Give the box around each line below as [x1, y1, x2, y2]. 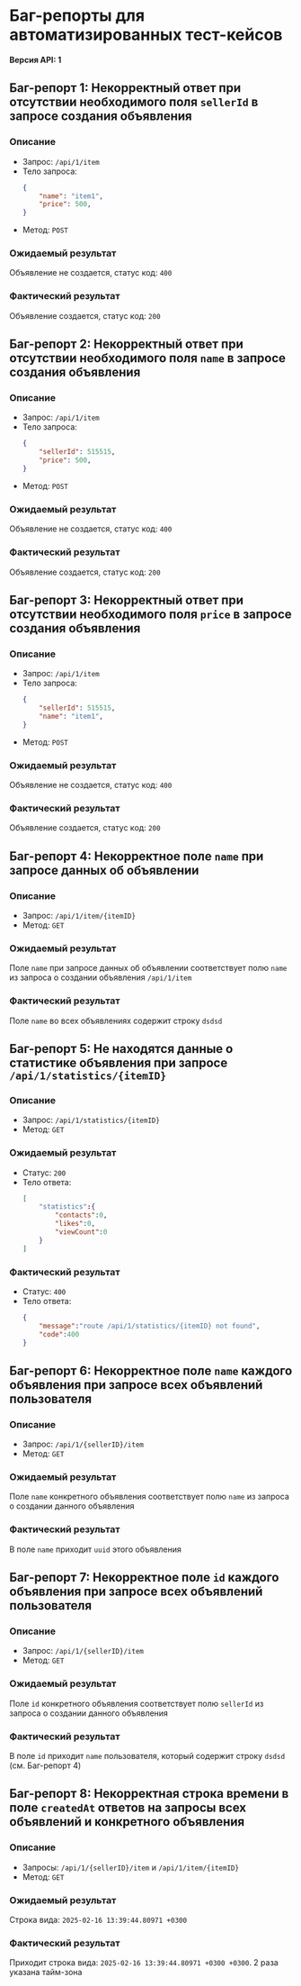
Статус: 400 [22, 1285, 66, 1297]
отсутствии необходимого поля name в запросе [9, 350, 286, 366]
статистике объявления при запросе [9, 1055, 228, 1070]
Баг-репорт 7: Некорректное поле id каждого [9, 1570, 279, 1585]
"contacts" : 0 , [55, 1211, 108, 1220]
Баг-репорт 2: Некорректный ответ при [9, 337, 244, 352]
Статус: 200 [22, 1167, 66, 1178]
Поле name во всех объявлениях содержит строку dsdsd [9, 1015, 223, 1026]
